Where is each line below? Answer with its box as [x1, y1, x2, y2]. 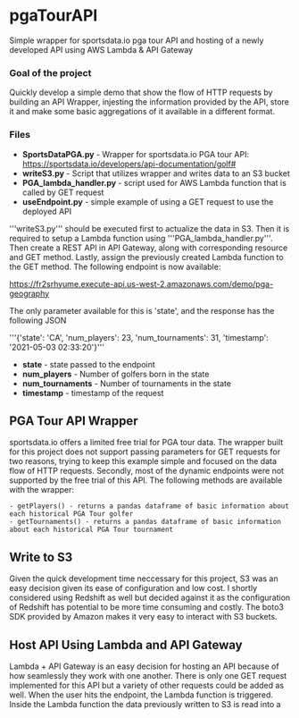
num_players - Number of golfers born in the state [21, 368, 210, 379]
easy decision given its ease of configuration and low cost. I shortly [9, 583, 257, 594]
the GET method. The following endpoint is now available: [9, 261, 221, 272]
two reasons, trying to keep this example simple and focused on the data [9, 456, 278, 467]
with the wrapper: [9, 485, 74, 495]
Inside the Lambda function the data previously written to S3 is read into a [9, 698, 281, 709]
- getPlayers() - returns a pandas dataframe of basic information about [9, 502, 290, 511]
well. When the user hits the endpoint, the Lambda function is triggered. [9, 689, 274, 700]
